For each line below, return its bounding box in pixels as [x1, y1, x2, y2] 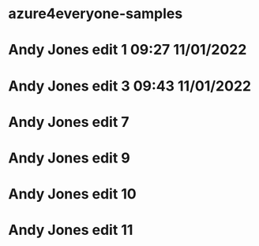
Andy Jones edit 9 [8, 149, 130, 166]
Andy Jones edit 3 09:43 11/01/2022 [8, 76, 251, 95]
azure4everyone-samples [8, 5, 183, 23]
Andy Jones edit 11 [8, 222, 133, 239]
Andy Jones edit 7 [8, 113, 129, 131]
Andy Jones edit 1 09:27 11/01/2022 [8, 41, 247, 59]
